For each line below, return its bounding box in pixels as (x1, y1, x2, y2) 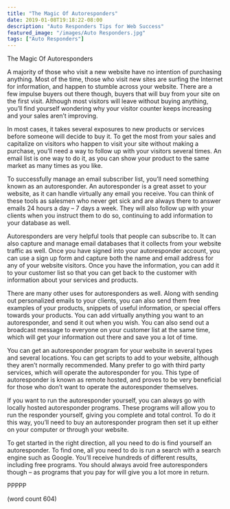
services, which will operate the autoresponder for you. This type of (7, 369, 199, 377)
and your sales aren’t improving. (7, 111, 98, 120)
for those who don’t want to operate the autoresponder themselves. (7, 383, 199, 391)
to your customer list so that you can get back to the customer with (7, 269, 197, 277)
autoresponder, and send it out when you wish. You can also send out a (7, 318, 209, 327)
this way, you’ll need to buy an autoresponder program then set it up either (7, 418, 218, 426)
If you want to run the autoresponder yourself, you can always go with (7, 396, 205, 404)
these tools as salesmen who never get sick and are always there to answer (7, 197, 221, 205)
